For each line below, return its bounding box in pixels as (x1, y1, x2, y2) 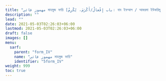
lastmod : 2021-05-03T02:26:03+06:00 (5, 26, 82, 31)
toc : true (5, 68, 26, 73)
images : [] (5, 36, 28, 41)
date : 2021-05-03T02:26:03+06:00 (5, 21, 75, 27)
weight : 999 (5, 63, 30, 68)
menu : (5, 40, 17, 45)
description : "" (5, 12, 39, 17)
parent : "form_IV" (14, 49, 53, 54)
